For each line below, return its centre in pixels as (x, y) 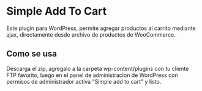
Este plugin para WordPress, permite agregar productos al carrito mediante (101, 28)
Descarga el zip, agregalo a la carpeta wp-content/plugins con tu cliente (98, 68)
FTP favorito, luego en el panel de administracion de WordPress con (92, 75)
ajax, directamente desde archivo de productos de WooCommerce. (91, 34)
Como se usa (32, 54)
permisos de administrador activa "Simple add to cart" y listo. (84, 81)
